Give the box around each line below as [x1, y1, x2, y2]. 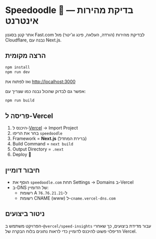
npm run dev [5, 69, 30, 74]
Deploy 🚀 [12, 151, 31, 157]
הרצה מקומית [5, 51, 46, 60]
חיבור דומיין [5, 166, 40, 174]
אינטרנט [5, 15, 39, 26]
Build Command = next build [12, 141, 73, 147]
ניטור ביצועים [5, 209, 45, 218]
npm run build [5, 97, 35, 103]
